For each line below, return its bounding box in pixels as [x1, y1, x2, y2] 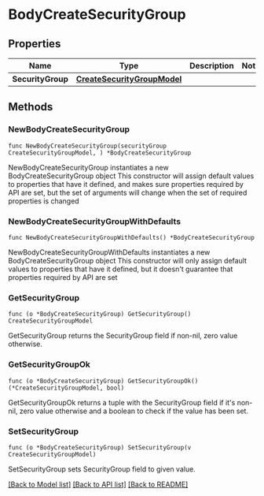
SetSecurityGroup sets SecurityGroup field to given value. [8, 464, 196, 474]
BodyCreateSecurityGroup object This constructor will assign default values [8, 171, 255, 181]
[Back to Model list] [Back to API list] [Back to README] [8, 479, 189, 489]
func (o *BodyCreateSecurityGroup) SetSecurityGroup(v [8, 443, 192, 451]
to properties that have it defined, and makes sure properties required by [8, 179, 244, 188]
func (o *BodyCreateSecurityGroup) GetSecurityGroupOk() [8, 377, 199, 385]
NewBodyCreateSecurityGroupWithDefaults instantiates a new [8, 247, 211, 257]
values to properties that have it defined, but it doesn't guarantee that [8, 264, 233, 274]
